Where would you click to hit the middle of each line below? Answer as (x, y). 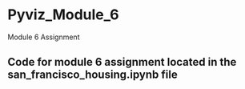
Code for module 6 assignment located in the (122, 62)
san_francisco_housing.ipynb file (92, 75)
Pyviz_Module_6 (63, 15)
